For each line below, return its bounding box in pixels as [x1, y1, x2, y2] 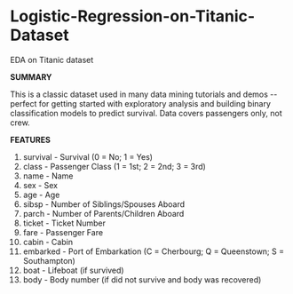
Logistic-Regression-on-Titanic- [10, 6, 256, 27]
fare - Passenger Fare [22, 226, 104, 237]
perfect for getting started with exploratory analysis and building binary [10, 98, 272, 108]
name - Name [22, 171, 74, 181]
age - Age [22, 189, 60, 200]
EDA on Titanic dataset [10, 54, 94, 65]
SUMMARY [10, 71, 52, 82]
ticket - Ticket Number [22, 218, 106, 228]
